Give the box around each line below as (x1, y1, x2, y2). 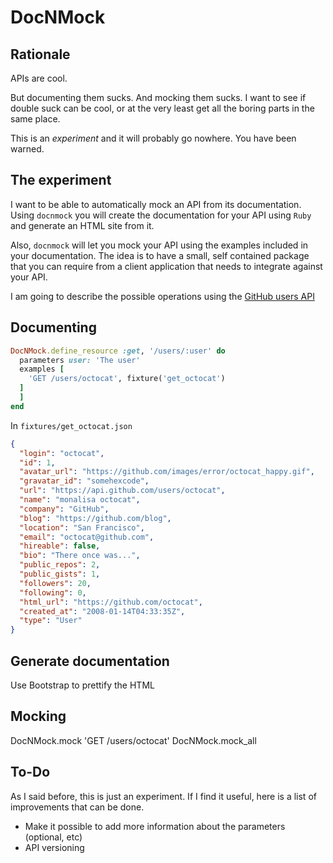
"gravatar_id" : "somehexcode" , (19, 476, 150, 486)
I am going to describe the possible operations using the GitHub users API (10, 290, 315, 302)
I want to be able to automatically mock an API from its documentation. (10, 198, 302, 210)
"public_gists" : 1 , (19, 569, 101, 579)
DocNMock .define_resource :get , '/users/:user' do (10, 346, 226, 356)
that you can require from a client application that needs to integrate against (10, 260, 323, 272)
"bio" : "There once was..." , (19, 551, 141, 561)
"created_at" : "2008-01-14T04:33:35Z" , (19, 606, 186, 616)
